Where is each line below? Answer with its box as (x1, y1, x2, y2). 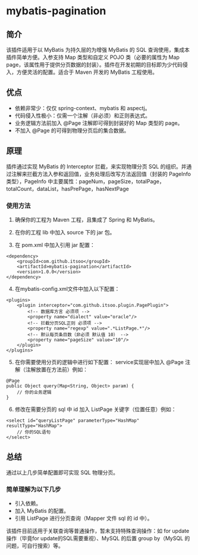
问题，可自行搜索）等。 (6, 543, 64, 550)
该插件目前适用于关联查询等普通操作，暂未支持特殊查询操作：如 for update (6, 528, 190, 535)
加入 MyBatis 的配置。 (14, 507, 70, 515)
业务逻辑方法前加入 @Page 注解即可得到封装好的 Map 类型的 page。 (14, 119, 183, 126)
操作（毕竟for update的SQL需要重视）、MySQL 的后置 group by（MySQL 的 (6, 535, 190, 542)
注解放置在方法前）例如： (25, 366, 88, 373)
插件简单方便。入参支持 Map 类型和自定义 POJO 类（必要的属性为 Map (6, 54, 180, 61)
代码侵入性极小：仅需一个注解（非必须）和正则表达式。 (14, 112, 150, 119)
